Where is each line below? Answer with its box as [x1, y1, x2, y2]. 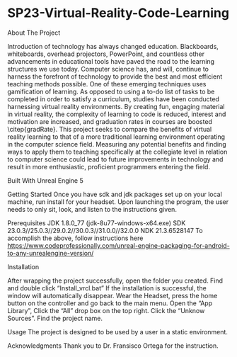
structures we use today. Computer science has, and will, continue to [7, 64, 209, 73]
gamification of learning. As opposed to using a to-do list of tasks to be [7, 87, 215, 96]
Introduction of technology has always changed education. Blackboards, [7, 42, 219, 50]
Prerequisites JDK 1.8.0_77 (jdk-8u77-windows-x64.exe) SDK [7, 218, 186, 227]
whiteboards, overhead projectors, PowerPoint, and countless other [7, 50, 205, 58]
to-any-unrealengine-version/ [7, 249, 94, 257]
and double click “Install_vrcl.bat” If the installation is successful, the [7, 283, 207, 292]
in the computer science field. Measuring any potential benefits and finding [7, 140, 226, 148]
